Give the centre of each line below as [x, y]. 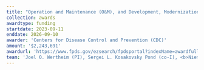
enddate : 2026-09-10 [32, 35]
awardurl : [19, 52]
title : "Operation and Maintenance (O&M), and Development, [84, 12]
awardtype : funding [31, 23]
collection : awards [31, 18]
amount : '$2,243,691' [34, 46]
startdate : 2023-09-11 [35, 29]
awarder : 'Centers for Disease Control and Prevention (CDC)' [87, 40]
